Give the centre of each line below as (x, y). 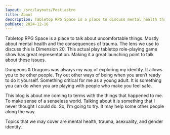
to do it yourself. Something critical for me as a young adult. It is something (83, 80)
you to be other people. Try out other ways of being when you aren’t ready (83, 75)
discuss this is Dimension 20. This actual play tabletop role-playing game (81, 49)
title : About (19, 15)
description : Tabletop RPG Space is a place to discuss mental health (81, 19)
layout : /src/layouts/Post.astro (40, 10)
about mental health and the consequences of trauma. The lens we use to (82, 44)
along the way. (20, 112)
